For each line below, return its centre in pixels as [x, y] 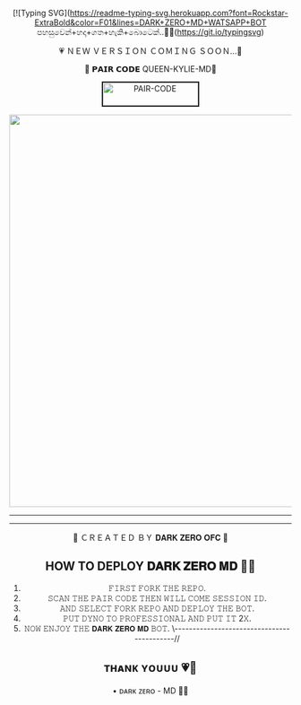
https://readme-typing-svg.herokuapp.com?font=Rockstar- [179, 13]
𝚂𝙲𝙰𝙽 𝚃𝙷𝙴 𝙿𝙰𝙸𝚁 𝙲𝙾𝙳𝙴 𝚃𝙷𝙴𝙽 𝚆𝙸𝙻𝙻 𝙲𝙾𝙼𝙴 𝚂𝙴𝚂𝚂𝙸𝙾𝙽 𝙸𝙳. [157, 598]
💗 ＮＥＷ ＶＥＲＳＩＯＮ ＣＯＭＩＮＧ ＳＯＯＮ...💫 [150, 51]
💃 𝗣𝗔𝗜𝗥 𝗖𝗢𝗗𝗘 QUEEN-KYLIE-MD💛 [150, 69]
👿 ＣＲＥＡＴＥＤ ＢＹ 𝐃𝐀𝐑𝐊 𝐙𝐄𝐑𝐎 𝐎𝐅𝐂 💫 [150, 538]
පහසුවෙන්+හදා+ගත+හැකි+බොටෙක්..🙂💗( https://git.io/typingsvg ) [150, 32]
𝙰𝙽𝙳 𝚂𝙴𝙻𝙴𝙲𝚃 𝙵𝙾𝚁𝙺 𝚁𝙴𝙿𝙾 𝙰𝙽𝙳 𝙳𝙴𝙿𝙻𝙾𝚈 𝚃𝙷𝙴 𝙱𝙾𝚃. [157, 608]
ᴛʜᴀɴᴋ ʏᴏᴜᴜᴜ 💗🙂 [150, 668]
